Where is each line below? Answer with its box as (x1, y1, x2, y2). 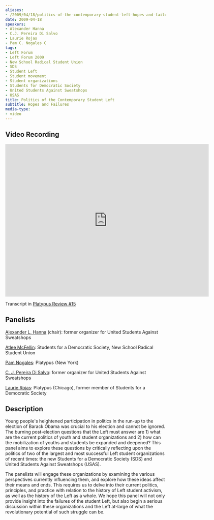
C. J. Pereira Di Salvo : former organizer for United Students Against (5, 369, 146, 375)
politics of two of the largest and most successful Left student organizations (5, 450, 165, 456)
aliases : (5, 7, 24, 13)
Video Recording (5, 130, 59, 139)
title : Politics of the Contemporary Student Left (5, 97, 115, 102)
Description (5, 405, 43, 413)
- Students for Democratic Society (5, 83, 81, 88)
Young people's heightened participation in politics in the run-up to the (5, 418, 154, 424)
